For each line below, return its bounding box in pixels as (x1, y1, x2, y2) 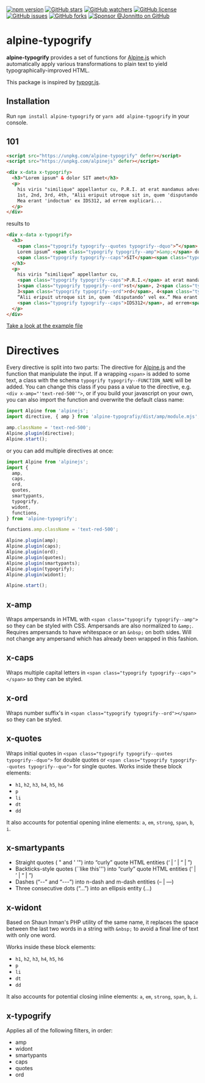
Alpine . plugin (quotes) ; (6, 554, 67, 560)
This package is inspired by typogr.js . (6, 78, 101, 85)
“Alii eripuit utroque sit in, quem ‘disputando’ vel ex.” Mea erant (17, 294, 198, 300)
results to (6, 220, 31, 227)
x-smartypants (6, 842, 65, 853)
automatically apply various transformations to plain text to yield (6, 60, 168, 67)
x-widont (6, 902, 41, 913)
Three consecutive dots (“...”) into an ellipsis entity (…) (15, 885, 152, 892)
